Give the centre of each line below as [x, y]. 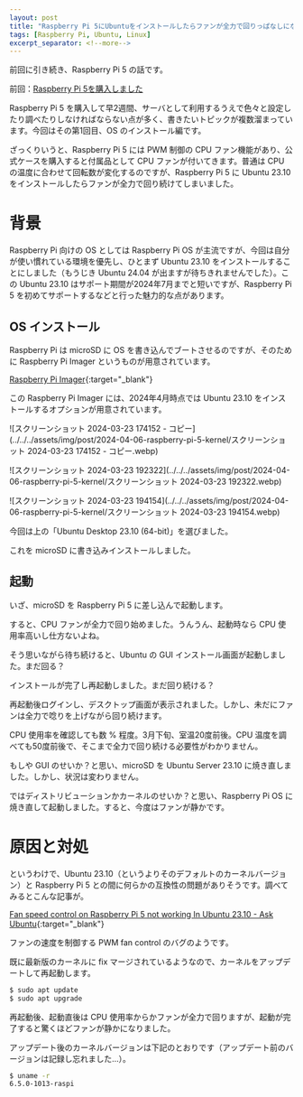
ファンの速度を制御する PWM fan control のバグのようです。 [121, 942]
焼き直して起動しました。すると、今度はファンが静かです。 [119, 807]
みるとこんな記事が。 [49, 896]
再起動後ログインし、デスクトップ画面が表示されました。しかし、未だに [143, 704]
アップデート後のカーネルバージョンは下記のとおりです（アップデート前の [147, 1047]
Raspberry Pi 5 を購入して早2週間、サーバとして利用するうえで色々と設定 [147, 108]
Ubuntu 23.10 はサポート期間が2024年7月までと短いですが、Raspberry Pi [156, 284]
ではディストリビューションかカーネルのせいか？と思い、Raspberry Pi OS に [151, 795]
